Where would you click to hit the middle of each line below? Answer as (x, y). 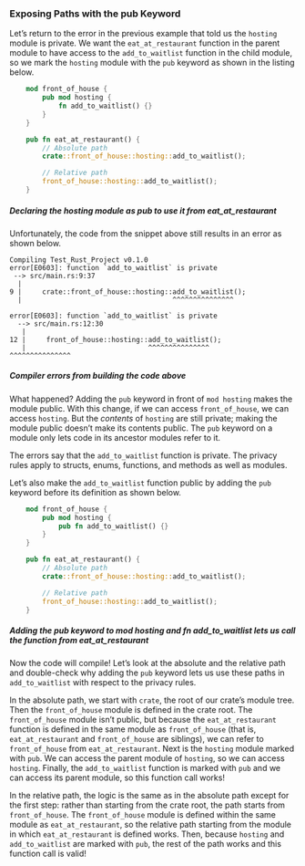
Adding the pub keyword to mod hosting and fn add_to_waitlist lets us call (152, 631)
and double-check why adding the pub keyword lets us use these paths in (147, 673)
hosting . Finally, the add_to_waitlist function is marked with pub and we (145, 768)
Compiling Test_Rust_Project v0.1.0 (79, 260)
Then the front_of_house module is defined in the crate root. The (131, 710)
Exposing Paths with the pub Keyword (95, 14)
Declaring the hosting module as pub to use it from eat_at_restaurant (143, 210)
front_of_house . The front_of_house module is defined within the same (142, 815)
